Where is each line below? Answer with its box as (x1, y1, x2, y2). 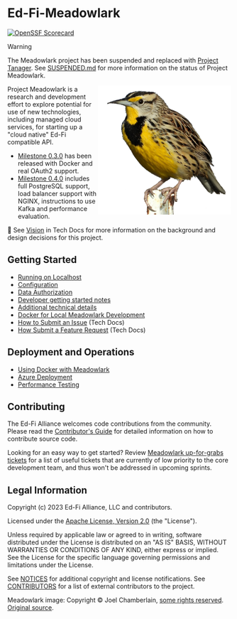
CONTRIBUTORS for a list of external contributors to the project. (7, 582, 195, 591)
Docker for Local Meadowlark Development (17, 311, 145, 319)
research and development (7, 92, 87, 101)
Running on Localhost (17, 272, 82, 281)
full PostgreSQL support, (17, 181, 90, 190)
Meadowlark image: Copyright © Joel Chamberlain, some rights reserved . (7, 596, 224, 605)
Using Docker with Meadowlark (17, 365, 110, 374)
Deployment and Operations (7, 346, 135, 358)
